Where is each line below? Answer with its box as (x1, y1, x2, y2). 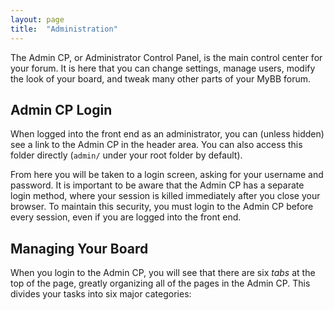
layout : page (10, 14, 65, 25)
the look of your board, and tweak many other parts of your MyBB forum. (10, 72, 312, 85)
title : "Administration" (10, 24, 118, 34)
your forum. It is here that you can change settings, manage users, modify (10, 62, 316, 74)
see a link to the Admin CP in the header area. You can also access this (10, 139, 303, 151)
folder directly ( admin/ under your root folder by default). (10, 149, 243, 161)
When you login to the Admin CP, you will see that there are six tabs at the (10, 267, 316, 279)
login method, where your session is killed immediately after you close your (10, 190, 321, 202)
